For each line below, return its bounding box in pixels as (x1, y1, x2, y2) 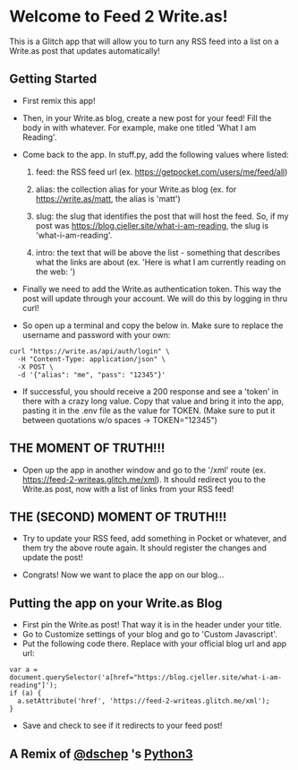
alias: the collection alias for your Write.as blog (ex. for (35, 184, 237, 195)
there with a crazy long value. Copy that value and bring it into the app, (21, 395, 285, 406)
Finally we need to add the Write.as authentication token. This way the (21, 283, 282, 294)
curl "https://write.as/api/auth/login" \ (9, 347, 170, 356)
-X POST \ (17, 362, 54, 371)
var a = (9, 665, 38, 674)
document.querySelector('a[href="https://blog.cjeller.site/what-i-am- (9, 673, 282, 682)
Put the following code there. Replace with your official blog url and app (21, 638, 287, 649)
